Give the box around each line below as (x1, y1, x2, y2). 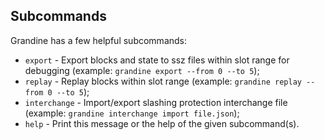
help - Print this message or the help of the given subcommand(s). (24, 117, 300, 129)
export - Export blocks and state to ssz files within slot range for (24, 54, 290, 66)
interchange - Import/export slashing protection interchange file (24, 96, 288, 108)
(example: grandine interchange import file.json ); (24, 107, 240, 119)
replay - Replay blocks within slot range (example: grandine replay (24, 75, 302, 87)
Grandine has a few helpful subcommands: (10, 34, 188, 46)
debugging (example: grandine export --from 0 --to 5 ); (24, 64, 260, 76)
